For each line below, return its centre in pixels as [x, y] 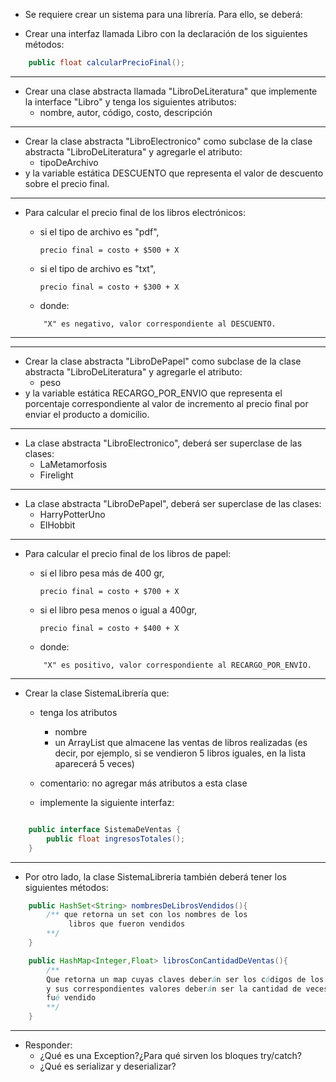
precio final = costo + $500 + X [109, 250]
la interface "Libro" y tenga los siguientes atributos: [130, 101]
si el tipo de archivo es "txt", [98, 268]
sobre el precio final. [67, 183]
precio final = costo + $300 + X [109, 287]
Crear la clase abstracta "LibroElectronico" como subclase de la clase [168, 141]
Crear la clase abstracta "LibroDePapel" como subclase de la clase [163, 361]
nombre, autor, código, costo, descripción [126, 112]
